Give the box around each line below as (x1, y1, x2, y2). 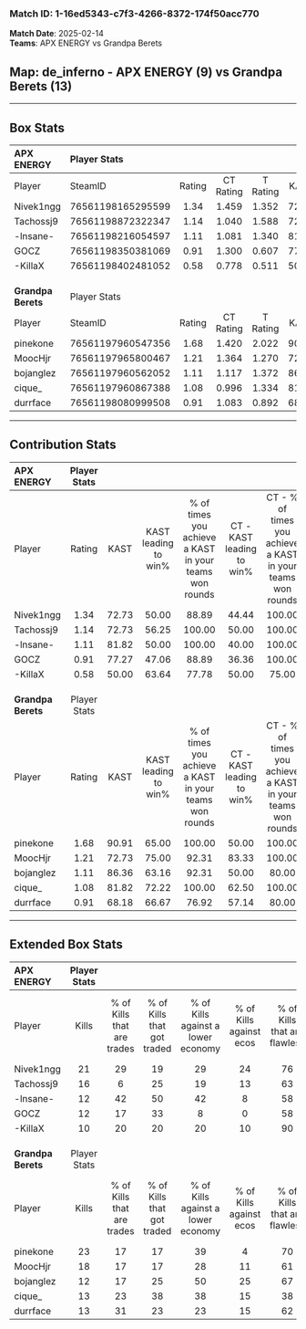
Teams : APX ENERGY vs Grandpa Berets (9, 37, 162, 48)
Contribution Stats (9, 437, 117, 453)
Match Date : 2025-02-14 (9, 28, 105, 39)
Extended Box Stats (9, 937, 123, 952)
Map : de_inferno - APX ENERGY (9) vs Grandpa (9, 64, 283, 79)
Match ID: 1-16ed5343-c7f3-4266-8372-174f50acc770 (9, 7, 260, 20)
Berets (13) (9, 78, 73, 94)
